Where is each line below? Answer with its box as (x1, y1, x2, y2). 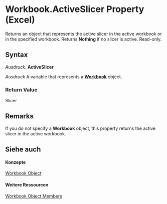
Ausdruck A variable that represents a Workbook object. (5, 74, 122, 80)
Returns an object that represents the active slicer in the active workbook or (5, 31, 162, 37)
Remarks (5, 112, 34, 121)
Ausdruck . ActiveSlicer (5, 64, 54, 70)
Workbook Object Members (5, 193, 63, 199)
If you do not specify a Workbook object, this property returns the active (5, 125, 156, 131)
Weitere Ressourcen (5, 182, 49, 188)
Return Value (5, 86, 38, 93)
